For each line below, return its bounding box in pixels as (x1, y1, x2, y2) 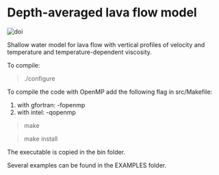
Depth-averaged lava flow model (7, 5, 197, 21)
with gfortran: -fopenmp (16, 100, 86, 109)
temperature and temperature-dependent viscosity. (7, 48, 152, 56)
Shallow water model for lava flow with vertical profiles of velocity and (7, 40, 205, 49)
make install (23, 135, 58, 143)
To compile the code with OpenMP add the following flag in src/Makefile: (7, 87, 213, 96)
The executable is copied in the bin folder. (7, 148, 125, 156)
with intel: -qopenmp (16, 108, 77, 116)
